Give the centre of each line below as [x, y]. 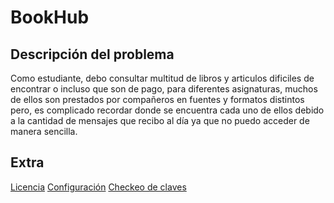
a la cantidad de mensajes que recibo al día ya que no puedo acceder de [160, 120]
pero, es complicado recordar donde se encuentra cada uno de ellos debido [167, 110]
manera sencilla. [44, 131]
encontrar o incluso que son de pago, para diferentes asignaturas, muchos [164, 89]
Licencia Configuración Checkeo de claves [98, 187]
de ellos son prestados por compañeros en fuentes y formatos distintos [157, 99]
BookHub [50, 17]
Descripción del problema [92, 54]
